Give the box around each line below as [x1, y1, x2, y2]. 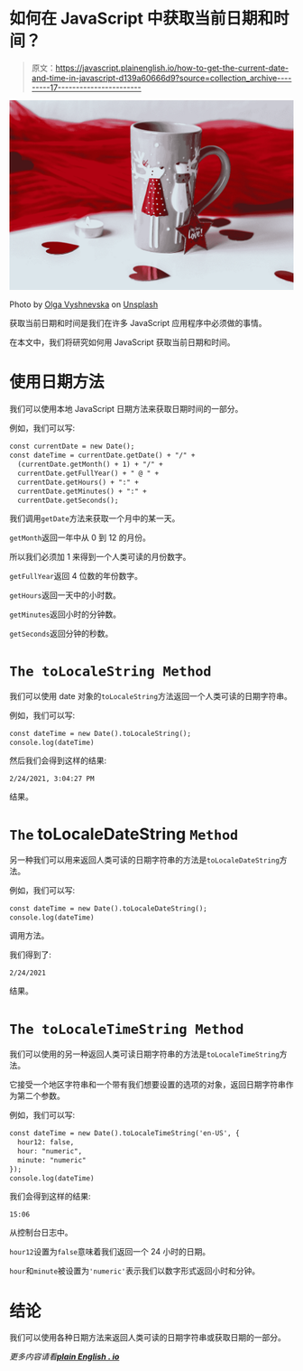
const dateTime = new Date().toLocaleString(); [9, 729, 192, 739]
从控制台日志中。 [9, 1227, 73, 1238]
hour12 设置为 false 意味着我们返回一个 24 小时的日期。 [9, 1246, 210, 1257]
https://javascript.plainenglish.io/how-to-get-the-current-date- [55, 62, 289, 73]
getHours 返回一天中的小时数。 [9, 589, 122, 601]
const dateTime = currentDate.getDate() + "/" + [9, 451, 196, 460]
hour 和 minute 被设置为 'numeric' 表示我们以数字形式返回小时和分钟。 [9, 1265, 261, 1276]
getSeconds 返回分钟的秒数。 [9, 628, 114, 639]
